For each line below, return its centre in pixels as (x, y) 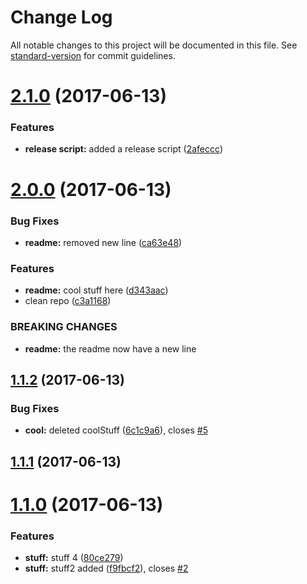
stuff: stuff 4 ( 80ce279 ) (74, 558)
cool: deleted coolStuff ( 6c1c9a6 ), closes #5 (116, 430)
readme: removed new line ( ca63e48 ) (103, 242)
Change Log (61, 17)
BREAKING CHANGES (64, 327)
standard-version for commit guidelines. (93, 55)
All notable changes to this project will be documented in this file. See (154, 45)
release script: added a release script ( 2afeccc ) (123, 149)
